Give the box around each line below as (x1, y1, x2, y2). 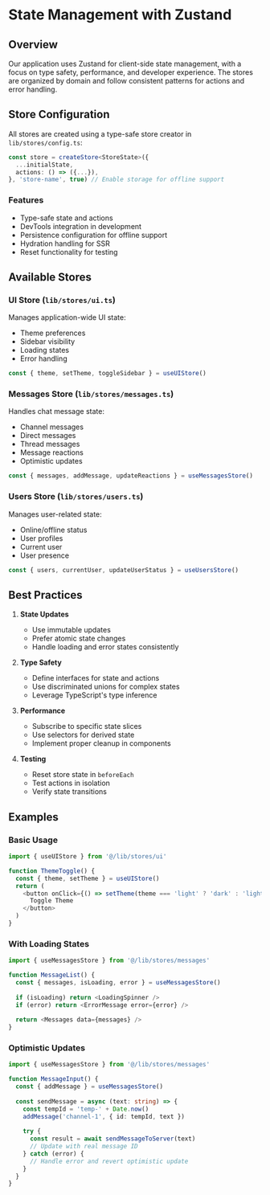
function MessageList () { (8, 971, 95, 980)
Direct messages (19, 431, 76, 440)
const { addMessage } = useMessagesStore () (15, 1082, 163, 1091)
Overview (8, 38, 59, 51)
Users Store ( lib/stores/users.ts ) (8, 491, 144, 502)
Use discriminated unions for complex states (31, 681, 180, 692)
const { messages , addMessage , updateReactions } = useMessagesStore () (8, 472, 253, 480)
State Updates (19, 609, 70, 620)
